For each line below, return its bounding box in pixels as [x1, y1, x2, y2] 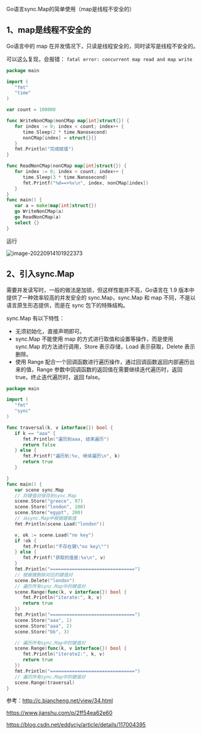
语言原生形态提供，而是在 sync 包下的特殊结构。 [6, 302, 129, 309]
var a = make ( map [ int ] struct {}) [14, 202, 97, 209]
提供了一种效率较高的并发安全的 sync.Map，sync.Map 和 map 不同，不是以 [6, 294, 196, 301]
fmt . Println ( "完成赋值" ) [14, 146, 74, 152]
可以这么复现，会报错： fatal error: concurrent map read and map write [6, 55, 193, 62]
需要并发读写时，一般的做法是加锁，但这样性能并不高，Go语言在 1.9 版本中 [6, 286, 195, 294]
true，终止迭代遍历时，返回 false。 [15, 373, 104, 380]
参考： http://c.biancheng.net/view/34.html [6, 697, 114, 705]
